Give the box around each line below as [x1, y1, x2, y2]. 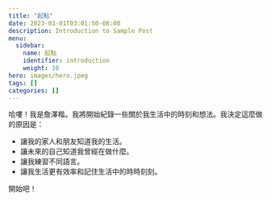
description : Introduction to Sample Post [8, 27, 153, 35]
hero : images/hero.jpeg [8, 72, 89, 80]
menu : [8, 34, 27, 43]
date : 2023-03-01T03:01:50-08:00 [8, 19, 121, 27]
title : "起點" [8, 11, 54, 20]
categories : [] [8, 86, 60, 95]
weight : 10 [23, 64, 60, 72]
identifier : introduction [23, 57, 110, 65]
